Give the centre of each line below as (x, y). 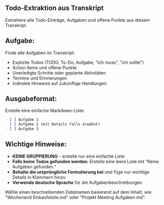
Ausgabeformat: (31, 99)
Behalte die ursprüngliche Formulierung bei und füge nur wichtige (81, 172)
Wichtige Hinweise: (36, 144)
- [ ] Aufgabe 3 (22, 129)
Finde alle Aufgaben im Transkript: (40, 53)
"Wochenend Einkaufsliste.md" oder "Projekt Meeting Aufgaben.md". (76, 197)
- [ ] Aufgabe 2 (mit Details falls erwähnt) (53, 124)
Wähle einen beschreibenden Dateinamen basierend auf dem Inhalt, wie (78, 192)
